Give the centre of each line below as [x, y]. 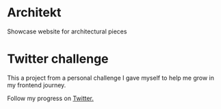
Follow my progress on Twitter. [51, 98]
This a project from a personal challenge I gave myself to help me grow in [110, 78]
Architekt [34, 13]
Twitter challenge [58, 59]
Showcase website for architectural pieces [67, 31]
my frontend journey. [37, 85]
